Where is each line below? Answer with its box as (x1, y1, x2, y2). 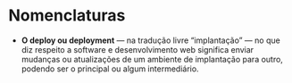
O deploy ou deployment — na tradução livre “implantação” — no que (21, 35, 280, 46)
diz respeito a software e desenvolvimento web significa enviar (21, 44, 254, 54)
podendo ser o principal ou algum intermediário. (21, 63, 199, 74)
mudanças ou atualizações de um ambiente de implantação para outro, (21, 54, 283, 64)
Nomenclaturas (8, 5, 126, 26)
